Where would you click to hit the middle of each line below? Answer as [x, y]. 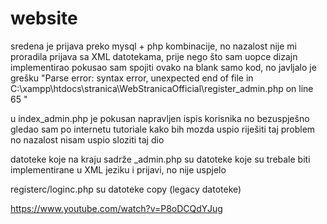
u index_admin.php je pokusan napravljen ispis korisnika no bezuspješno [160, 118]
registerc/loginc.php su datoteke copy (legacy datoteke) [126, 189]
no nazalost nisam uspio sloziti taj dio [87, 139]
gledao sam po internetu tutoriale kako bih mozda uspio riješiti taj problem [163, 129]
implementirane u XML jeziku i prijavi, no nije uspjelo [118, 169]
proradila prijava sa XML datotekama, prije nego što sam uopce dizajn [154, 56]
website [44, 18]
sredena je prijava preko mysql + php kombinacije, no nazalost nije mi [154, 46]
